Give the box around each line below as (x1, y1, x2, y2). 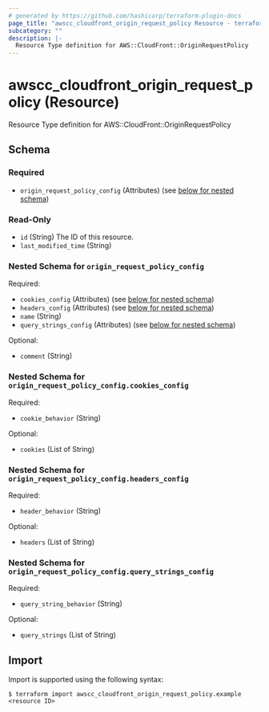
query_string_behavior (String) (19, 599, 122, 608)
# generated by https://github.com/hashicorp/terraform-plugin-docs (8, 11, 242, 20)
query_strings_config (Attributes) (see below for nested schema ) (19, 320, 236, 330)
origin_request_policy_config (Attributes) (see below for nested (19, 185, 235, 195)
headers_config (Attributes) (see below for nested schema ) (19, 303, 215, 313)
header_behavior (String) (19, 506, 102, 515)
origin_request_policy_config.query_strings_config (8, 567, 215, 576)
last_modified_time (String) (19, 241, 112, 250)
